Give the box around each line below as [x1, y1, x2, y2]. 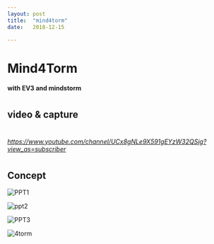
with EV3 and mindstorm [7, 84, 82, 93]
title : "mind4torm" [7, 17, 69, 24]
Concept [7, 169, 47, 181]
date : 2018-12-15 [7, 23, 65, 30]
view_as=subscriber [7, 144, 66, 153]
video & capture [7, 109, 79, 121]
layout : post [7, 10, 46, 18]
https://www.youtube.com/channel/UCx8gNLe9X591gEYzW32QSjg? [7, 137, 207, 146]
